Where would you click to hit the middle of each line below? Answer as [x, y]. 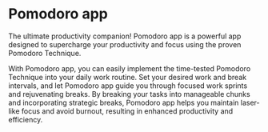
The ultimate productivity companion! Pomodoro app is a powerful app [125, 36]
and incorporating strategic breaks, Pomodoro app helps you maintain [124, 102]
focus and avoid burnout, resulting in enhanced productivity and [127, 111]
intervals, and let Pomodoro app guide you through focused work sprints [128, 86]
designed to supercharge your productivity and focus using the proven [125, 44]
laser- [250, 102]
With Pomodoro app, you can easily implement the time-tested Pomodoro [130, 68]
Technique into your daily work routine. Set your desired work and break [127, 77]
